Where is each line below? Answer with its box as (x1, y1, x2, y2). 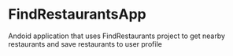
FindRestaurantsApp (8, 5, 147, 23)
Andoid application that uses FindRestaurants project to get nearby (8, 31, 226, 40)
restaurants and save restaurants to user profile (8, 39, 163, 48)
